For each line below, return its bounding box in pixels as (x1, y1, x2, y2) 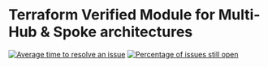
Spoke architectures (53, 23, 193, 41)
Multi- (218, 6, 261, 24)
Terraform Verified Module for (8, 6, 215, 24)
